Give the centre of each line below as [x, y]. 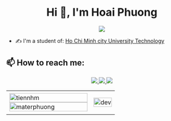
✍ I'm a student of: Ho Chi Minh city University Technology [90, 41]
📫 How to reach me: [45, 63]
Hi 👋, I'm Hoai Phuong [102, 12]
